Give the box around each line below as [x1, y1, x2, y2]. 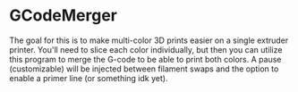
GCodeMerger [9, 5, 118, 26]
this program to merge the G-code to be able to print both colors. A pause [9, 54, 282, 64]
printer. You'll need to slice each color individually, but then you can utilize [9, 44, 283, 54]
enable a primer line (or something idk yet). [9, 72, 168, 83]
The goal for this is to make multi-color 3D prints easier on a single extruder [9, 35, 289, 46]
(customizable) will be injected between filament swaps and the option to [9, 63, 279, 74]
